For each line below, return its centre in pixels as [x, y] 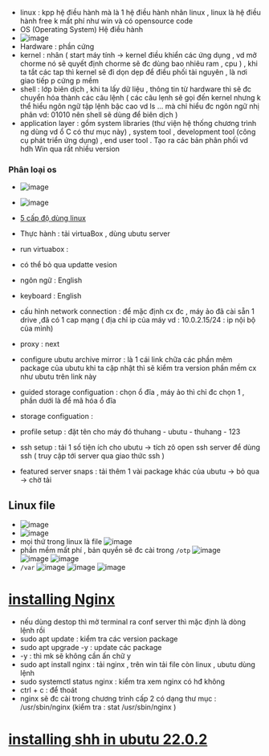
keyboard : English [51, 296]
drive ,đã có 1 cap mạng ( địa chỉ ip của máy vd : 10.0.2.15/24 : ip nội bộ [138, 320]
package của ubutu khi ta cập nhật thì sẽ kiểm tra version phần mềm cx [138, 368]
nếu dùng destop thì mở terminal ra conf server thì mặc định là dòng [133, 622]
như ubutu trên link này [58, 376]
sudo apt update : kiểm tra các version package [99, 639]
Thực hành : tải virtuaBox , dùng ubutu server [95, 234]
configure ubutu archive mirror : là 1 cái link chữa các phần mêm [126, 360]
